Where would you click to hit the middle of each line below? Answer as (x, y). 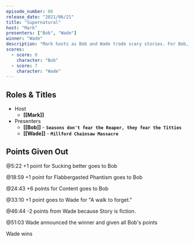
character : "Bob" (38, 60)
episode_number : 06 (30, 11)
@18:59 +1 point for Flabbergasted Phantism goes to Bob (74, 177)
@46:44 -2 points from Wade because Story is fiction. (71, 211)
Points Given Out (37, 152)
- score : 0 (24, 55)
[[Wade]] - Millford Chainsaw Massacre (71, 134)
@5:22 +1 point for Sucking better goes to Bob (62, 166)
